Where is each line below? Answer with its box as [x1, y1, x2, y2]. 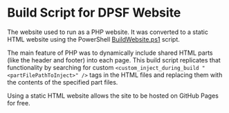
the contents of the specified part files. [7, 78, 118, 86]
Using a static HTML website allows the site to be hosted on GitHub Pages [7, 92, 219, 100]
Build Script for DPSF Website [7, 5, 181, 21]
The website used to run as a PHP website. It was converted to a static [7, 28, 209, 36]
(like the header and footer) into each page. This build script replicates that [7, 55, 221, 64]
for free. [7, 98, 30, 107]
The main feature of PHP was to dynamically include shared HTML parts [7, 49, 213, 57]
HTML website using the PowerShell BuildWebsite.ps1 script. [7, 35, 180, 43]
